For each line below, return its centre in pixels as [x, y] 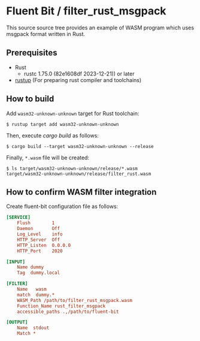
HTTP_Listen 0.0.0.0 [44, 245]
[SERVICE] [19, 218]
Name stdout [33, 328]
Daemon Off [39, 229]
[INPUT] [16, 262]
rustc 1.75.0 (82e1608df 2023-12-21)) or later [79, 74]
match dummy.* [36, 295]
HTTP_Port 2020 [40, 251]
